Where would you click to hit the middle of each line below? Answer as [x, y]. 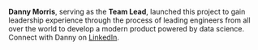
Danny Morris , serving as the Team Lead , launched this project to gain [127, 12]
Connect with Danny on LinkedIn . [64, 37]
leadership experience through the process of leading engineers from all [129, 20]
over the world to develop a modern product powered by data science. [127, 29]
